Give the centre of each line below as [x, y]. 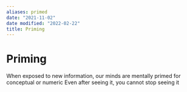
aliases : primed [27, 12]
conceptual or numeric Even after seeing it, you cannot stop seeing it [93, 82]
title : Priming [26, 29]
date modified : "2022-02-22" [43, 23]
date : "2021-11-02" [31, 18]
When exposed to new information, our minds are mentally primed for [94, 76]
